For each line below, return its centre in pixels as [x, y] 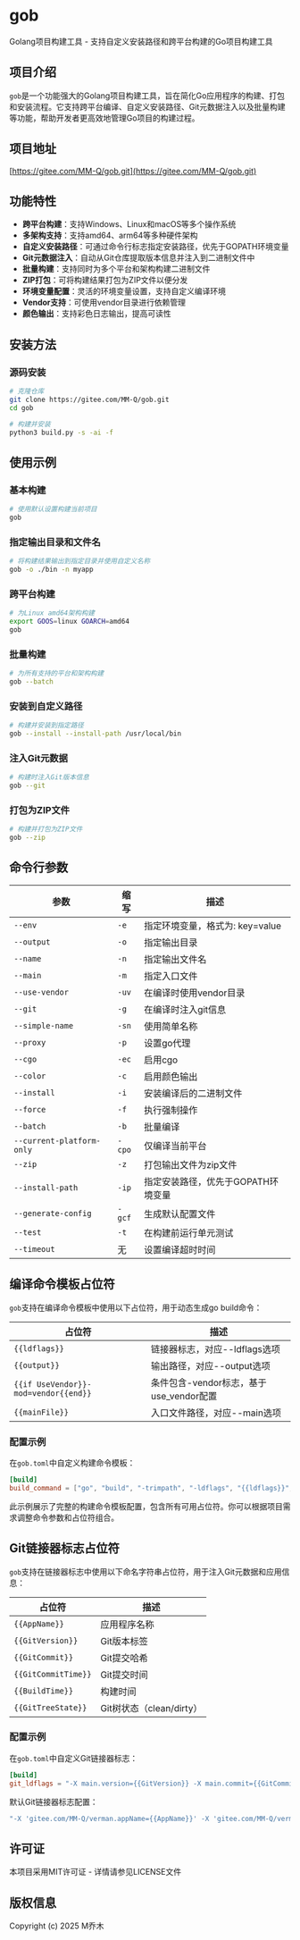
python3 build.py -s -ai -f [62, 433]
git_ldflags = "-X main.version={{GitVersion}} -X [105, 1784]
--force [30, 1109]
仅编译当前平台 [175, 1146]
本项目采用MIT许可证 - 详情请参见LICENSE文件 [96, 1872]
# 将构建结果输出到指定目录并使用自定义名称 [80, 561]
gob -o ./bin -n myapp [51, 570]
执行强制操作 [171, 1110]
